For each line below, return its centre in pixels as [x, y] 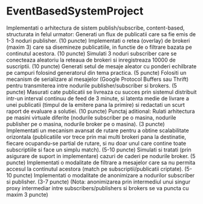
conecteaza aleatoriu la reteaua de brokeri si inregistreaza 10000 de [91, 60]
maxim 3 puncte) [27, 194]
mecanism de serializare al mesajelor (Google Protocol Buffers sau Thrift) [98, 79]
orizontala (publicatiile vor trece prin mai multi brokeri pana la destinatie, [96, 136]
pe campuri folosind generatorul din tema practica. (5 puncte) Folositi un [96, 72]
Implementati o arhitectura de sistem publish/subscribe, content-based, [95, 28]
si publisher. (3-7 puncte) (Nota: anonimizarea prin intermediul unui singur [98, 182]
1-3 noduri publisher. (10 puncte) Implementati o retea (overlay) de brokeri [98, 40]
